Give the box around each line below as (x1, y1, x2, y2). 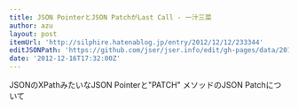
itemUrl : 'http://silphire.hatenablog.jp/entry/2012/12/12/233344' (9, 37, 264, 47)
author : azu (9, 21, 53, 30)
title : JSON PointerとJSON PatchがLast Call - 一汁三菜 (9, 12, 212, 22)
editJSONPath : (9, 46, 62, 55)
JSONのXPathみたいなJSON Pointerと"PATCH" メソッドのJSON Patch (9, 80, 266, 90)
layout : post (9, 29, 58, 38)
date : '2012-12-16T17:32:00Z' (9, 54, 122, 63)
